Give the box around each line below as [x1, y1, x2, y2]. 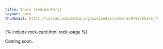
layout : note [5, 12, 32, 16]
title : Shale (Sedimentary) [5, 7, 62, 12]
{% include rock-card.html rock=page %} [5, 29, 88, 35]
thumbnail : [5, 16, 27, 21]
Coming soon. [5, 38, 33, 44]
